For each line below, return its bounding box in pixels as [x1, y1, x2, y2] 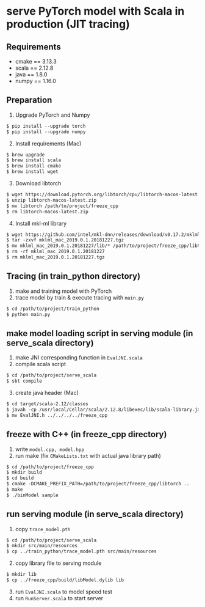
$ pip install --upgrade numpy [6, 128, 86, 135]
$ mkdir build [6, 469, 43, 476]
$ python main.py [6, 311, 51, 317]
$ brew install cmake [6, 163, 62, 169]
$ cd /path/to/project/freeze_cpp [6, 463, 95, 470]
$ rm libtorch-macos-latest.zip [6, 208, 88, 215]
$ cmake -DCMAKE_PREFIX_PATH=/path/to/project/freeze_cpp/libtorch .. [6, 481, 190, 487]
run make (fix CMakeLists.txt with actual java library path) [15, 452, 162, 459]
